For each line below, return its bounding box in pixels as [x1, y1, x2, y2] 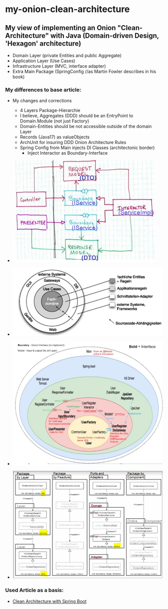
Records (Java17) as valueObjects [19, 134, 90, 140]
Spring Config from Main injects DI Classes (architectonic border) [19, 144, 155, 151]
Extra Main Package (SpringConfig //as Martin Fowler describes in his [12, 69, 156, 74]
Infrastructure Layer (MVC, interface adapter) [12, 63, 106, 69]
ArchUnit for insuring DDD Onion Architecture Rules [19, 139, 126, 145]
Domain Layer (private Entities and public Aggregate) [12, 53, 122, 58]
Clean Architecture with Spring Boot [12, 598, 87, 604]
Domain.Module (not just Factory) [19, 118, 89, 124]
